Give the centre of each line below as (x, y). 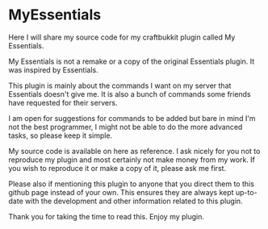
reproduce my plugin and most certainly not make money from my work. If (132, 160)
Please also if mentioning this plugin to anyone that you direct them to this (131, 184)
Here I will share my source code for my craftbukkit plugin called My (122, 37)
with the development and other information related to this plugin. (134, 201)
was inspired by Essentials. (53, 69)
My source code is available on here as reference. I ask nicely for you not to (134, 151)
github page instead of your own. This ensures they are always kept (121, 192)
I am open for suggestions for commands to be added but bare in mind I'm (132, 118)
